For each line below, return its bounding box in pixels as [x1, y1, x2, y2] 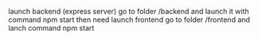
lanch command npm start [8, 24, 95, 32]
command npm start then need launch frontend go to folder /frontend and [8, 15, 251, 24]
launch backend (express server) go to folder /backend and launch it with [8, 7, 249, 16]
